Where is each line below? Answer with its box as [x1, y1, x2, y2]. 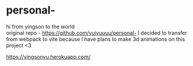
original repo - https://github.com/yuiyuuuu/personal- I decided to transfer [6, 29, 188, 36]
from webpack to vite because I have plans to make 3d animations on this [6, 35, 185, 42]
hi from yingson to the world [6, 23, 75, 30]
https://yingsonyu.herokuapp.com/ [6, 53, 91, 60]
